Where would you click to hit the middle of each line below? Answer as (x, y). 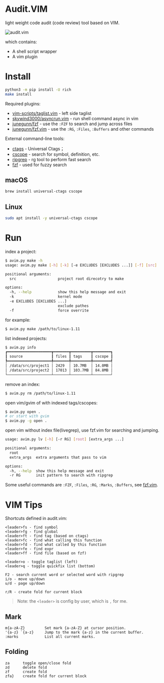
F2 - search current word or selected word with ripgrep (65, 575)
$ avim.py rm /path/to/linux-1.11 (41, 393)
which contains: (21, 42)
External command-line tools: (35, 138)
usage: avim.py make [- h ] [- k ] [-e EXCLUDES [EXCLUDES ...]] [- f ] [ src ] (81, 265)
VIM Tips (24, 505)
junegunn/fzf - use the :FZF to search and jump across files (72, 124)
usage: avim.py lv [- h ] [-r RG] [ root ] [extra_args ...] (65, 440)
